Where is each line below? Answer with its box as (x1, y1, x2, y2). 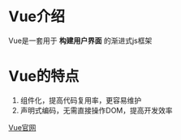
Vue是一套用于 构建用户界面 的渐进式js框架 (8, 36, 153, 45)
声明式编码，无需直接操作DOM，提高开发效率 (19, 105, 173, 115)
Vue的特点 (8, 67, 80, 86)
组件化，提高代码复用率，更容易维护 (19, 95, 142, 105)
